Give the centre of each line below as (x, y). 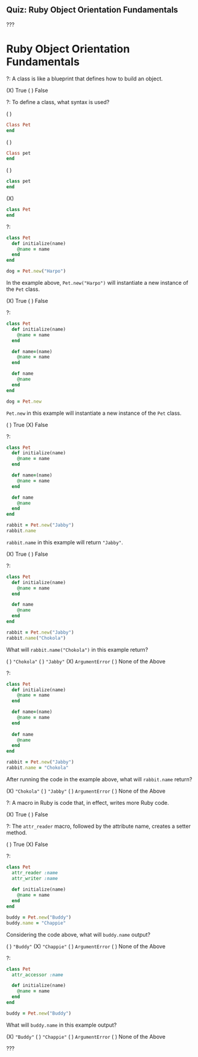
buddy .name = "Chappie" (36, 923)
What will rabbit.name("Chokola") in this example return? (77, 649)
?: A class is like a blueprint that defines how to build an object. (85, 79)
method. (17, 832)
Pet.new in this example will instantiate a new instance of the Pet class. (94, 413)
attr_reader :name (35, 873)
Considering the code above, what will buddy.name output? (78, 934)
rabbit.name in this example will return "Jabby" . (65, 542)
